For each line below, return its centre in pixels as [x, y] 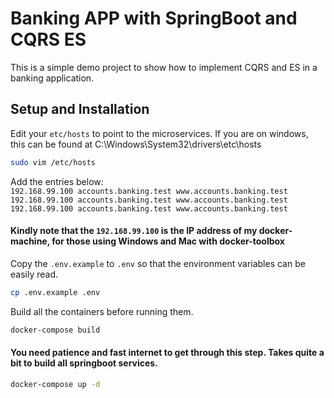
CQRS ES [48, 39]
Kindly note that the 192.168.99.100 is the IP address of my [134, 231]
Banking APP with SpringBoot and [154, 18]
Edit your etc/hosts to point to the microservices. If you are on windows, [159, 133]
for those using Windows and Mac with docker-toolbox [168, 241]
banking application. [52, 78]
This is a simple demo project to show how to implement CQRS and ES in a [164, 67]
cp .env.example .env [55, 292]
